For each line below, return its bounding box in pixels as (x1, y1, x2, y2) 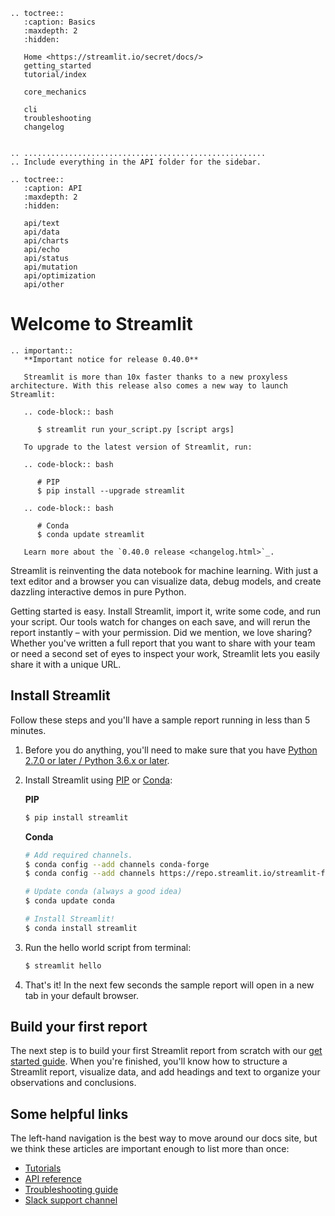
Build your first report (10, 1019, 148, 1036)
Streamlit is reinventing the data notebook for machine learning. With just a (10, 564, 319, 576)
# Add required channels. (24, 850, 133, 860)
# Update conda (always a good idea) (24, 887, 183, 897)
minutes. (10, 724, 47, 736)
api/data (23, 227, 60, 237)
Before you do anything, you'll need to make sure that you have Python (24, 744, 318, 756)
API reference (24, 1173, 82, 1185)
